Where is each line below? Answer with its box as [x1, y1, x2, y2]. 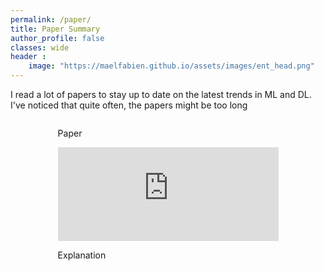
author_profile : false [10, 33, 105, 43]
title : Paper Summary [10, 24, 101, 34]
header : [10, 52, 47, 62]
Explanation [57, 249, 107, 261]
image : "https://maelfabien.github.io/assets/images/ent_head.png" [28, 61, 315, 71]
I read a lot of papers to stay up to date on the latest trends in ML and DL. [10, 89, 312, 100]
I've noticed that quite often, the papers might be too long [10, 99, 248, 111]
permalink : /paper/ [10, 14, 92, 25]
